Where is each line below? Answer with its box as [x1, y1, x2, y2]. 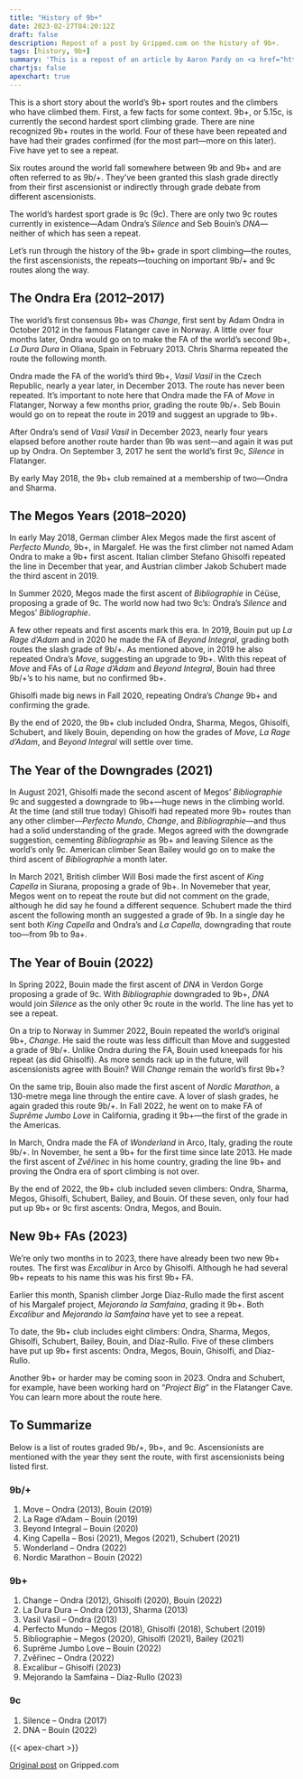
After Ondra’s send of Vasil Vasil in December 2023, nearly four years [9, 426, 269, 437]
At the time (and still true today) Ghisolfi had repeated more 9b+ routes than [9, 806, 291, 817]
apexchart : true [9, 72, 70, 81]
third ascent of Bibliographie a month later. [9, 854, 169, 865]
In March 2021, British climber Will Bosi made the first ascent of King [9, 871, 264, 882]
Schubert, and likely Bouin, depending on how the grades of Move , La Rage [9, 727, 291, 738]
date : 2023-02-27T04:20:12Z [9, 22, 115, 31]
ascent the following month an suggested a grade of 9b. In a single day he [9, 909, 286, 921]
